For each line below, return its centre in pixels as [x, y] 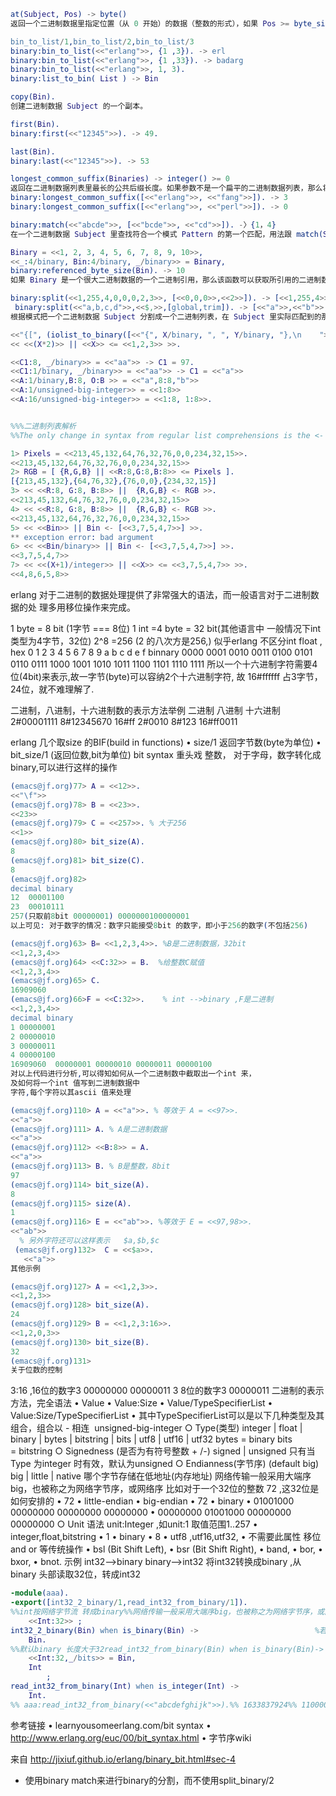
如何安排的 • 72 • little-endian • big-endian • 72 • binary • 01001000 [152, 1501]
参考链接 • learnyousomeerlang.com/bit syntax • [111, 1725]
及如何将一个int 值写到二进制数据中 [75, 1083]
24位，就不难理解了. [52, 689]
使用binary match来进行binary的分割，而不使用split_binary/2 [149, 1780]
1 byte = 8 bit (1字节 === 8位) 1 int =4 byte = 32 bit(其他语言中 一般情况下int [166, 628]
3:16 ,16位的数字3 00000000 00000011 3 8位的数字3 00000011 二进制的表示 [167, 1391]
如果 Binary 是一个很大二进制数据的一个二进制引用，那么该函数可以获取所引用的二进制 [166, 280]
